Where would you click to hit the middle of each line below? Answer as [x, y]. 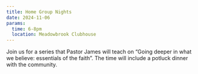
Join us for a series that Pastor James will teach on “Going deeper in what [99, 52]
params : [16, 23]
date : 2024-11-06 [28, 18]
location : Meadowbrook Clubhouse [54, 35]
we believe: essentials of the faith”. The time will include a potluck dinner [97, 58]
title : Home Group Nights [39, 12]
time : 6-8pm [27, 29]
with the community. [32, 65]
